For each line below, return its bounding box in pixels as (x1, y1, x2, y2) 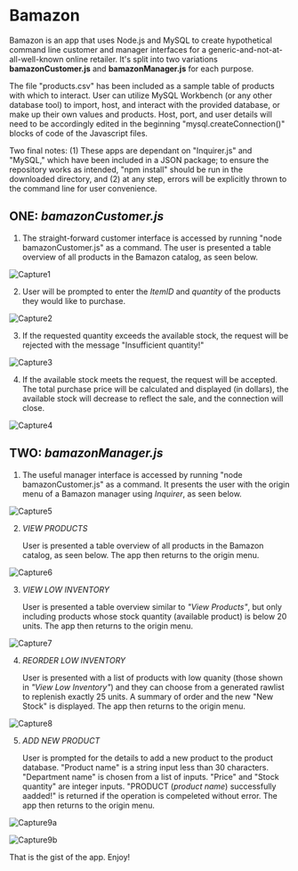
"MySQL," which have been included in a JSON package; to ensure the (9, 154, 270, 165)
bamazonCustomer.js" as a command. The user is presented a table (21, 242, 271, 252)
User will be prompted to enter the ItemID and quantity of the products (21, 286, 281, 297)
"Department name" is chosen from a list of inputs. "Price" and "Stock (21, 771, 279, 782)
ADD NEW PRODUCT (21, 735, 101, 745)
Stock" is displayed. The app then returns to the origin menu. (21, 701, 246, 711)
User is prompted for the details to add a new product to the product (21, 752, 273, 763)
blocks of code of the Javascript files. (9, 127, 149, 138)
